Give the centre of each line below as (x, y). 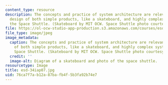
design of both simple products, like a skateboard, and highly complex (87, 19)
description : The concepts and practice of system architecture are (78, 14)
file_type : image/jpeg (29, 33)
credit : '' (21, 56)
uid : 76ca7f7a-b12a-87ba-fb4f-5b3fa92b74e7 (51, 75)
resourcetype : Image (27, 65)
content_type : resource (30, 10)
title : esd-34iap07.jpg (30, 70)
